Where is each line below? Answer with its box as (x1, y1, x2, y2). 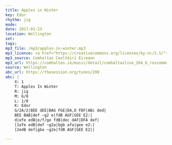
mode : (5, 22, 17, 27)
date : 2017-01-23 (5, 27, 42, 32)
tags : (5, 41, 17, 46)
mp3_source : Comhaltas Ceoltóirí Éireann (5, 55, 95, 61)
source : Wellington (5, 65, 47, 70)
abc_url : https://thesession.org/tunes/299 (5, 70, 100, 75)
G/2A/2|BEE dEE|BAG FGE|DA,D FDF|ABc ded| (14, 108, 106, 113)
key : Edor (5, 12, 27, 17)
